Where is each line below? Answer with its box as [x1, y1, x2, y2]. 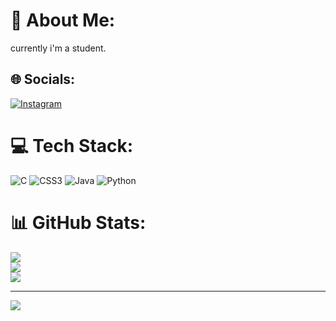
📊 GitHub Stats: [10, 211, 147, 234]
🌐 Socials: [10, 71, 76, 88]
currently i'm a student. [10, 42, 107, 54]
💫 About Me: [10, 9, 116, 32]
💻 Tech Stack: [10, 134, 134, 157]
